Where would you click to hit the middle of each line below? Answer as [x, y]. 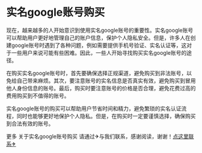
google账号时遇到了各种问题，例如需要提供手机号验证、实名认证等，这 [99, 45]
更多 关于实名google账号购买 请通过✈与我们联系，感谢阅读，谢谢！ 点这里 [98, 136]
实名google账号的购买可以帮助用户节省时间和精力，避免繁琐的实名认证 [94, 108]
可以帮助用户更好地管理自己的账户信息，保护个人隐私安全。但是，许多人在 [98, 37]
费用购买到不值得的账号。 [38, 95]
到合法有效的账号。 [30, 123]
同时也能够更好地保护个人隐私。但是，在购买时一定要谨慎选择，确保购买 [106, 116]
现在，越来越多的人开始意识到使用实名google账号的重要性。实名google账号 [100, 30]
